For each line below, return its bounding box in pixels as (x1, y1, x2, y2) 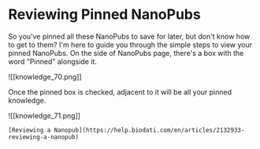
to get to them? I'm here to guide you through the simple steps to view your (8, 39, 253, 49)
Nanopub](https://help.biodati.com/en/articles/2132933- (54, 126, 245, 134)
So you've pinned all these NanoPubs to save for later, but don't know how (8, 32, 251, 41)
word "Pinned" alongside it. (8, 57, 97, 66)
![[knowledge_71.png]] (8, 110, 81, 120)
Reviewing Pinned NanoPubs (8, 6, 201, 24)
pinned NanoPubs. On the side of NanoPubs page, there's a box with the (8, 48, 244, 58)
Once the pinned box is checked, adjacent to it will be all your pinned (8, 87, 232, 96)
